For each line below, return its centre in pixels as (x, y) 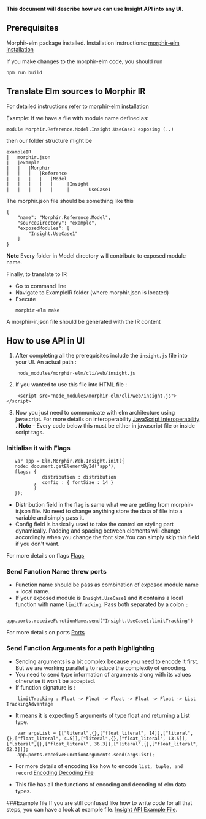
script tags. (29, 433)
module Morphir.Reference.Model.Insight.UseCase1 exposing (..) (90, 129)
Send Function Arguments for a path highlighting (81, 648)
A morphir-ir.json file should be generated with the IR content (84, 321)
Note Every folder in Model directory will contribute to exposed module (96, 256)
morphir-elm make (37, 310)
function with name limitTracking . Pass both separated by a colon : (102, 604)
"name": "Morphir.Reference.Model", (64, 217)
